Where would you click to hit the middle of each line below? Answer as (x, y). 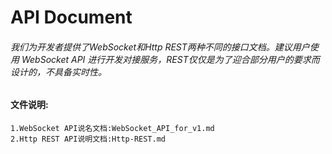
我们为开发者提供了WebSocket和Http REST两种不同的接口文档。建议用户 (160, 47)
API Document (71, 17)
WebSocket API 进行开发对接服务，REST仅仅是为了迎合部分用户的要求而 (170, 59)
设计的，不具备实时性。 (58, 72)
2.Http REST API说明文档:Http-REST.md (88, 139)
